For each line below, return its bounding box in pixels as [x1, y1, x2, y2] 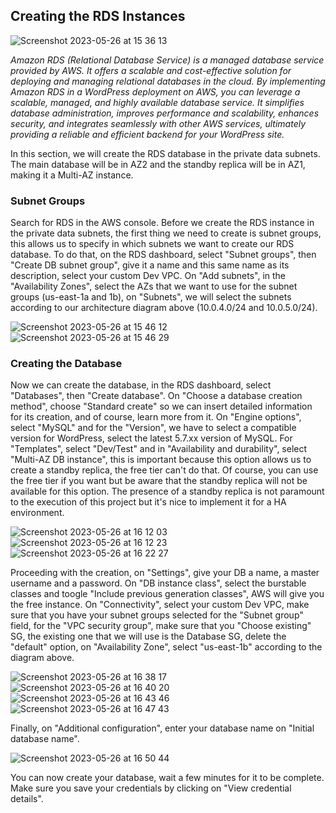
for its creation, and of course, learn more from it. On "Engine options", [10, 411, 302, 423]
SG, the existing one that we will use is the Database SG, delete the [10, 630, 287, 643]
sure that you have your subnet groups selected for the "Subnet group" [10, 609, 304, 621]
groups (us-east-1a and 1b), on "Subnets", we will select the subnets [10, 291, 292, 303]
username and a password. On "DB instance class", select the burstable [10, 577, 307, 589]
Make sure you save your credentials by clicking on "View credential [10, 782, 292, 794]
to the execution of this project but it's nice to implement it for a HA [10, 496, 287, 508]
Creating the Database [10, 357, 123, 371]
